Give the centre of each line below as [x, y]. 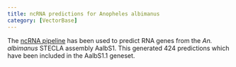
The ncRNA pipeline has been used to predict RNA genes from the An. [110, 40]
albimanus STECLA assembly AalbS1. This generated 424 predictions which [118, 48]
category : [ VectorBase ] [43, 20]
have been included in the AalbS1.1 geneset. [71, 55]
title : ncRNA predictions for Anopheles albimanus [84, 14]
